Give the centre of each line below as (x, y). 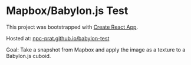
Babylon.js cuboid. (29, 56)
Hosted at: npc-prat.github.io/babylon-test (58, 38)
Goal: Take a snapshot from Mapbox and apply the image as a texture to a (96, 49)
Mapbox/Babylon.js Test (67, 11)
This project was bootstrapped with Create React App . (72, 27)
